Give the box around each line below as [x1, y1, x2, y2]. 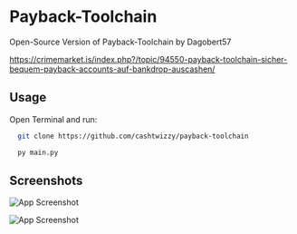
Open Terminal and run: [9, 113, 98, 124]
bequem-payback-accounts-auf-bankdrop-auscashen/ [9, 63, 216, 74]
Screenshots [9, 172, 83, 188]
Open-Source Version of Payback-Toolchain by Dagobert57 [9, 36, 232, 47]
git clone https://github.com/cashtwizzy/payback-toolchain [17, 132, 249, 141]
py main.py [17, 148, 59, 157]
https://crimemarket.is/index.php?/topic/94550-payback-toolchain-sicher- [9, 54, 288, 64]
